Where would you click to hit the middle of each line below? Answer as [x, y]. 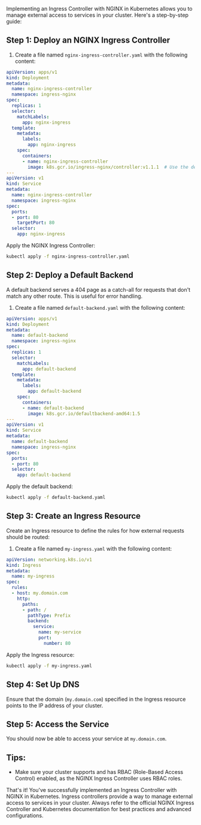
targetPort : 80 [36, 223]
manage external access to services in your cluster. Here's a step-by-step [98, 15]
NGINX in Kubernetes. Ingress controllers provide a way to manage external [100, 796]
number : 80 [57, 643]
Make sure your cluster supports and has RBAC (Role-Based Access [99, 772]
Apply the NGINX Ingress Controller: [51, 246]
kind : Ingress [24, 565]
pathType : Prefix [49, 615]
